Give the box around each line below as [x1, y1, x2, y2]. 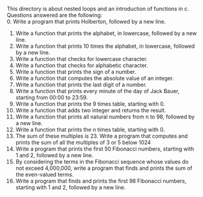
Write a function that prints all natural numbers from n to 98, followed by [15, 113, 195, 120]
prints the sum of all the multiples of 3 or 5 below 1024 [15, 139, 151, 146]
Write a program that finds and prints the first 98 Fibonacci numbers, [15, 178, 187, 184]
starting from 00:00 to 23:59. [15, 94, 88, 101]
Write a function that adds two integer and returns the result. [15, 107, 166, 114]
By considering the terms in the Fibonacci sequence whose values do [15, 158, 189, 165]
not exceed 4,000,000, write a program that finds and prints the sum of [15, 164, 193, 172]
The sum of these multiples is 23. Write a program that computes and [15, 132, 188, 140]
